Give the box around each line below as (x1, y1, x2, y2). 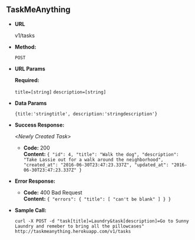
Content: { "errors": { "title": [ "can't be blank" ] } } (23, 195, 171, 202)
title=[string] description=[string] (14, 89, 107, 95)
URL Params (14, 65, 45, 72)
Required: (14, 76, 39, 83)
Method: (14, 43, 37, 50)
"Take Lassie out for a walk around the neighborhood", (23, 157, 164, 163)
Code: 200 (23, 144, 50, 151)
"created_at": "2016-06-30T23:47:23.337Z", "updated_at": (23, 162, 169, 168)
